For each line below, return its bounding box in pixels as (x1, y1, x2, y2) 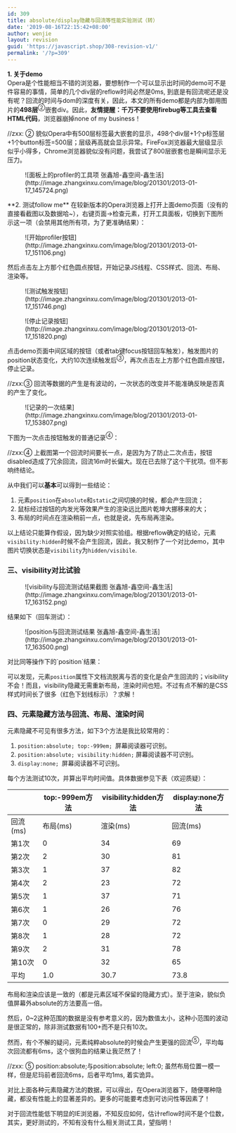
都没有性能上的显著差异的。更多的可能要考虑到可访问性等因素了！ (19, 1094, 211, 1103)
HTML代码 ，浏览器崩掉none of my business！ (7, 114, 142, 123)
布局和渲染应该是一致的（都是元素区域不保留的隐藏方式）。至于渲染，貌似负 (7, 990, 226, 999)
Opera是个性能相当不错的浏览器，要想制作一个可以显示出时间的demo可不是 (7, 78, 226, 87)
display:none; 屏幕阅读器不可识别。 (17, 759, 124, 768)
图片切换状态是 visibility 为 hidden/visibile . (7, 546, 138, 554)
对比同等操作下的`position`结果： (7, 658, 103, 666)
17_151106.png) (25, 248, 67, 257)
